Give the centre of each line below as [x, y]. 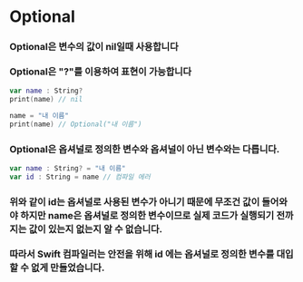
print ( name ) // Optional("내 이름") [76, 124]
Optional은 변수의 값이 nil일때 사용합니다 [94, 47]
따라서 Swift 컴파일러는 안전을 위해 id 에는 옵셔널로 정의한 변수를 [142, 254]
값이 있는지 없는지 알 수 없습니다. [96, 229]
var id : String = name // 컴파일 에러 [80, 177]
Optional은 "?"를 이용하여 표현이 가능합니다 [101, 72]
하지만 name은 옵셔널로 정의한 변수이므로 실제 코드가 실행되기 [147, 215]
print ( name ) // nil [46, 100]
